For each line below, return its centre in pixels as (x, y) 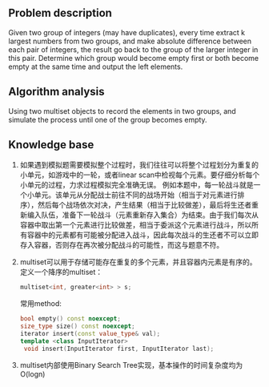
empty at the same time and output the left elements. (96, 67)
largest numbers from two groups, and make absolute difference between (130, 41)
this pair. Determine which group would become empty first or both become (134, 58)
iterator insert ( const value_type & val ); (90, 334)
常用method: (41, 304)
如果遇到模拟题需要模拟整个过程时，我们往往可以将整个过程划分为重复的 (139, 165)
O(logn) (32, 374)
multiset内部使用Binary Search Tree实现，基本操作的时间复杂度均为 (131, 365)
